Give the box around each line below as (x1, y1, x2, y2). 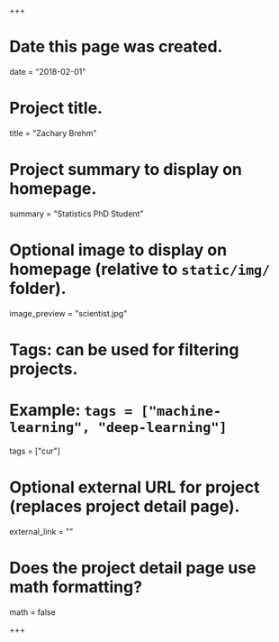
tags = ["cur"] (9, 445, 61, 456)
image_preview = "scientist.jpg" (9, 307, 128, 318)
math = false (9, 606, 56, 618)
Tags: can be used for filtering (9, 339, 239, 360)
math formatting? (9, 577, 142, 597)
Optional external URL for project (9, 477, 260, 498)
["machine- (140, 403, 222, 420)
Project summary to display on (9, 160, 243, 180)
